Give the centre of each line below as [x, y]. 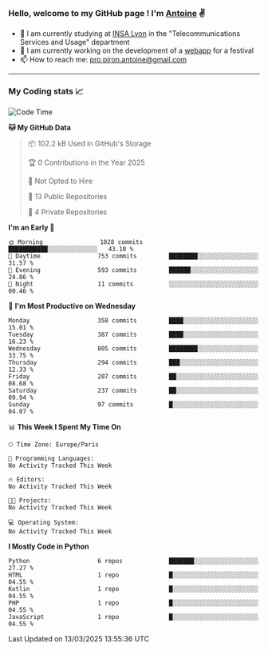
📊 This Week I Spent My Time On [65, 426]
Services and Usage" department [75, 42]
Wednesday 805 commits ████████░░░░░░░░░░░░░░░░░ [134, 348]
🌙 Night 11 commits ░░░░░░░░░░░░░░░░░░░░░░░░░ [134, 284]
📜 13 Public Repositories [67, 196]
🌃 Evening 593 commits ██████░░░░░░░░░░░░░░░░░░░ [134, 270]
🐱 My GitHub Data [40, 127]
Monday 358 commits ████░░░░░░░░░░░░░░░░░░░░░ [134, 320]
